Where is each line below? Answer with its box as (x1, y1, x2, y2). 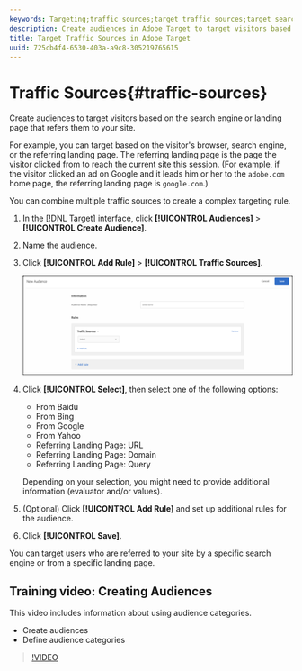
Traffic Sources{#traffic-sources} (9, 83, 268, 104)
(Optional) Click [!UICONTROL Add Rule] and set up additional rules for (22, 503, 288, 514)
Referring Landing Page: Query (35, 459, 151, 470)
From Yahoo (35, 431, 81, 441)
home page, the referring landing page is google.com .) (9, 178, 209, 189)
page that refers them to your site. (9, 122, 137, 133)
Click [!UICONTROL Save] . (22, 530, 122, 541)
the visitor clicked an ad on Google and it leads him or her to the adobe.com (9, 168, 285, 179)
